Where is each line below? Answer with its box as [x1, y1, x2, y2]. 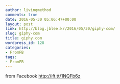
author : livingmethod [5, 7, 52, 13]
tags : [5, 54, 17, 60]
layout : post [5, 21, 33, 27]
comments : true [5, 12, 38, 17]
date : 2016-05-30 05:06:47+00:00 [5, 17, 77, 22]
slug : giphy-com [5, 31, 40, 36]
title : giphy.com [5, 36, 42, 41]
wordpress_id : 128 [5, 40, 44, 46]
